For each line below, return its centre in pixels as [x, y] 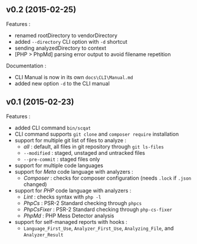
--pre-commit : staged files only [62, 159]
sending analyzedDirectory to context [60, 48]
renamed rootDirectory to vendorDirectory [66, 35]
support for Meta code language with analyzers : [74, 171]
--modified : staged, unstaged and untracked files [84, 152]
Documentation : [26, 66]
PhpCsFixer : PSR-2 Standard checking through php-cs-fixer [98, 209]
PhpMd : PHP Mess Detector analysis [69, 216]
